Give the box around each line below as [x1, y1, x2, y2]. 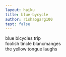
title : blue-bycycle [5, 12, 49, 17]
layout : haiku [5, 7, 35, 13]
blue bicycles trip [5, 35, 41, 41]
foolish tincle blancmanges [5, 41, 61, 47]
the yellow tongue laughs [5, 46, 57, 52]
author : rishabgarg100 [5, 17, 53, 22]
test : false [5, 21, 30, 27]
